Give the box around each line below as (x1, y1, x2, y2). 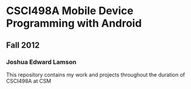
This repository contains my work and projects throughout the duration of (6, 71, 185, 78)
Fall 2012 (6, 40, 40, 50)
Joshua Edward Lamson (6, 58, 77, 66)
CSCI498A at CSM (6, 77, 51, 84)
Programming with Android (6, 17, 142, 30)
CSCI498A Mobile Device (6, 4, 134, 18)
